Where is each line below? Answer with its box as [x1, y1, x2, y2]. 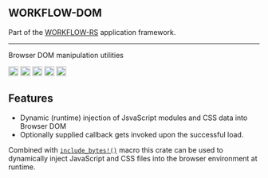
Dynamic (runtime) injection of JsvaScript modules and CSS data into [19, 113, 248, 122]
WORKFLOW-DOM [8, 6, 102, 20]
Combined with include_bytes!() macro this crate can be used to [8, 145, 223, 154]
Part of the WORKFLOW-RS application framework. [8, 27, 176, 37]
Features [8, 91, 53, 106]
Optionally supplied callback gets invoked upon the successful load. [19, 130, 244, 139]
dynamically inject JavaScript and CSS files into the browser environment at [8, 153, 258, 163]
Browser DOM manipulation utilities [8, 50, 124, 60]
